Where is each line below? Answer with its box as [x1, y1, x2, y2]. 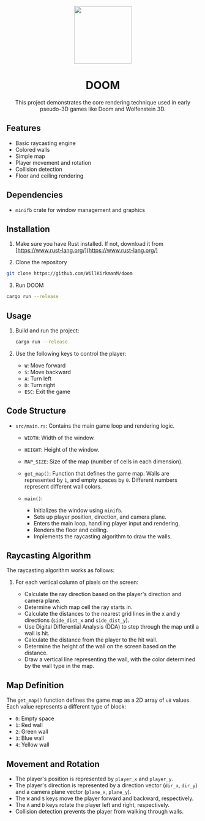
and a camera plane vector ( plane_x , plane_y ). [15, 788, 132, 796]
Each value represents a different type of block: [6, 703, 127, 710]
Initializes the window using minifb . [33, 506, 123, 514]
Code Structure [6, 406, 66, 416]
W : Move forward [24, 361, 66, 369]
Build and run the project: [15, 326, 80, 334]
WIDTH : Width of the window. [24, 434, 95, 441]
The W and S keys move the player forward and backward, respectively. [15, 795, 194, 802]
